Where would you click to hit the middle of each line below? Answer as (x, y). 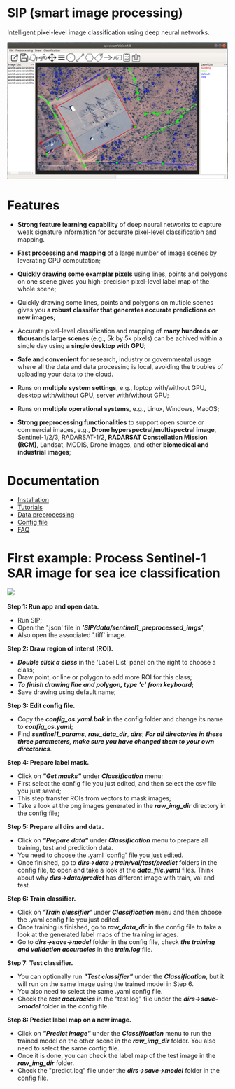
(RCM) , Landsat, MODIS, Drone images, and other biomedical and (113, 445)
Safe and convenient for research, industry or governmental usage (114, 359)
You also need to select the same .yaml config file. (90, 992)
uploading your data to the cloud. (65, 374)
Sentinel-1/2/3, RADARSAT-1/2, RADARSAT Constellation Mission (112, 437)
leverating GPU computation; (59, 261)
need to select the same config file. (68, 1048)
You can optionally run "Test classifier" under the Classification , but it (121, 977)
